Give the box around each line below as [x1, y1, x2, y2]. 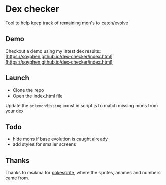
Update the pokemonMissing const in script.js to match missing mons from [5, 102, 158, 108]
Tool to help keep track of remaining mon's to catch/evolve [5, 20, 128, 26]
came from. [5, 175, 29, 181]
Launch [5, 74, 29, 82]
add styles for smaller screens [12, 141, 76, 147]
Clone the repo [12, 87, 44, 93]
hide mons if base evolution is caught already [12, 136, 108, 142]
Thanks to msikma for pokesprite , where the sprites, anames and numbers [5, 170, 161, 176]
